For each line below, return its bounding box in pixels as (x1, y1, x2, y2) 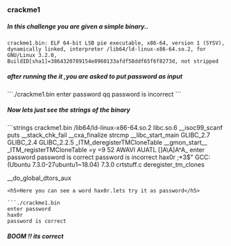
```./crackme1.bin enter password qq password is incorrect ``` (7, 90, 182, 98)
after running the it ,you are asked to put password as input (7, 72, 182, 81)
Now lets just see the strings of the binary (7, 106, 130, 114)
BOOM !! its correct (7, 232, 64, 240)
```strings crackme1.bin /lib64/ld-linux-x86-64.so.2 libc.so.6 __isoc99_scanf (7, 123, 223, 131)
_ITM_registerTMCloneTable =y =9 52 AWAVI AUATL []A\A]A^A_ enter (7, 145, 205, 154)
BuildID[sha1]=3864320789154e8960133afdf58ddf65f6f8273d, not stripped (7, 58, 219, 65)
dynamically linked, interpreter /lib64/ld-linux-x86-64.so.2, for (7, 45, 207, 53)
